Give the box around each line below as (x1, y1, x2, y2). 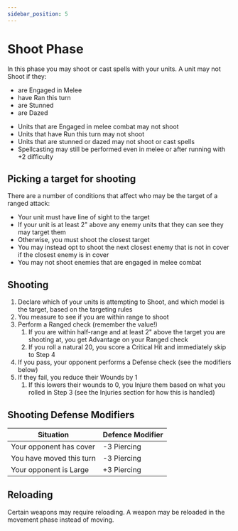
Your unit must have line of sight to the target (17, 213, 151, 221)
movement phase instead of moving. (7, 515, 114, 524)
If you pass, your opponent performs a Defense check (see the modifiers (17, 358, 232, 366)
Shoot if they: (7, 72, 47, 80)
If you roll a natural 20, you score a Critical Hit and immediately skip (28, 343, 227, 351)
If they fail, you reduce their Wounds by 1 (17, 373, 138, 382)
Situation (38, 430, 70, 439)
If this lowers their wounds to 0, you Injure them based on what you (28, 381, 226, 389)
